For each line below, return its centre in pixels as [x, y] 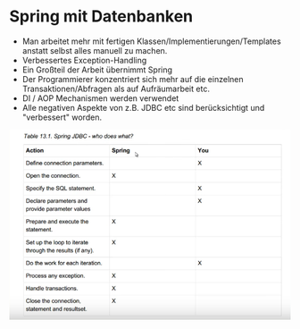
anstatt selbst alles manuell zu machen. [95, 50]
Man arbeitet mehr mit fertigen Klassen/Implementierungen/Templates [151, 41]
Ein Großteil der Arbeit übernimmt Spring [97, 70]
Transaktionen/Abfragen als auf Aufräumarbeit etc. [116, 89]
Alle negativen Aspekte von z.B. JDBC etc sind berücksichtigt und [143, 107]
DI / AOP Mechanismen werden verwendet [100, 98]
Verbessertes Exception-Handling [84, 60]
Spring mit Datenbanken [101, 17]
